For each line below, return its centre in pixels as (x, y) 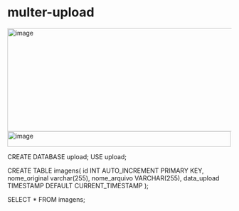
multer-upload (51, 12)
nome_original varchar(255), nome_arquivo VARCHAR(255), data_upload (113, 178)
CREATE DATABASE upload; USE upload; (67, 156)
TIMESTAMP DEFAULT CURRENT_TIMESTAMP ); (78, 185)
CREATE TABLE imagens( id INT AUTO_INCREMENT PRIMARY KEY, (106, 171)
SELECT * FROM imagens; (46, 199)
